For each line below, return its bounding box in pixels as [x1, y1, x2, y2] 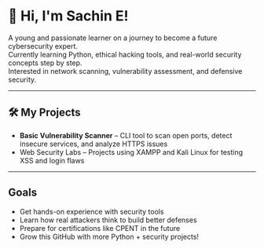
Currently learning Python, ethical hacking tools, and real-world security [8, 49, 242, 59]
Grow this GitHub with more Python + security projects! [19, 232, 199, 241]
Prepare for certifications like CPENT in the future [19, 223, 181, 233]
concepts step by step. [8, 58, 82, 68]
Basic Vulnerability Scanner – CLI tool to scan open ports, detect [19, 130, 233, 140]
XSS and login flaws [19, 156, 85, 165]
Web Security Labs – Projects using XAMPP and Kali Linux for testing [19, 147, 244, 156]
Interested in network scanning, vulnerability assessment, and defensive [8, 66, 243, 75]
